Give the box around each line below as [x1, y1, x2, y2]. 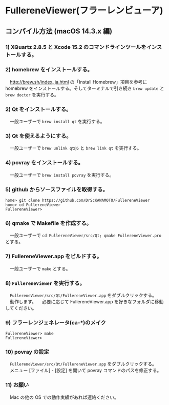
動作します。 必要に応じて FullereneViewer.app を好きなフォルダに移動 [9, 298, 164, 304]
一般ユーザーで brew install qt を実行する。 [9, 119, 105, 125]
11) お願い [5, 381, 29, 389]
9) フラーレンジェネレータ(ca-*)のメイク [5, 319, 107, 326]
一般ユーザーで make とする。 [9, 265, 71, 272]
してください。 [5, 305, 37, 311]
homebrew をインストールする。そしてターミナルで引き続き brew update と [5, 85, 164, 91]
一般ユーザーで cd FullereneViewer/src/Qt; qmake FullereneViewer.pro [9, 232, 162, 239]
